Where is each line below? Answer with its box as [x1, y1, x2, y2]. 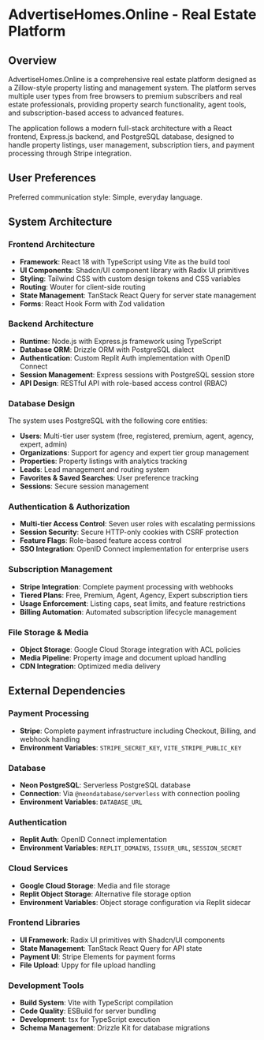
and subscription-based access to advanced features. [8, 108, 184, 118]
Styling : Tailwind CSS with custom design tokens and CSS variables [19, 274, 241, 283]
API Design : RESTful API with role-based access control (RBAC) [19, 378, 228, 387]
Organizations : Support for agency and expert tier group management [19, 448, 250, 458]
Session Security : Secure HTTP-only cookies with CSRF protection [19, 527, 239, 537]
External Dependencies [8, 684, 126, 698]
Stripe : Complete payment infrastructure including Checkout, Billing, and [19, 726, 256, 735]
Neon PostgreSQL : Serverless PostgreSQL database [19, 780, 191, 790]
